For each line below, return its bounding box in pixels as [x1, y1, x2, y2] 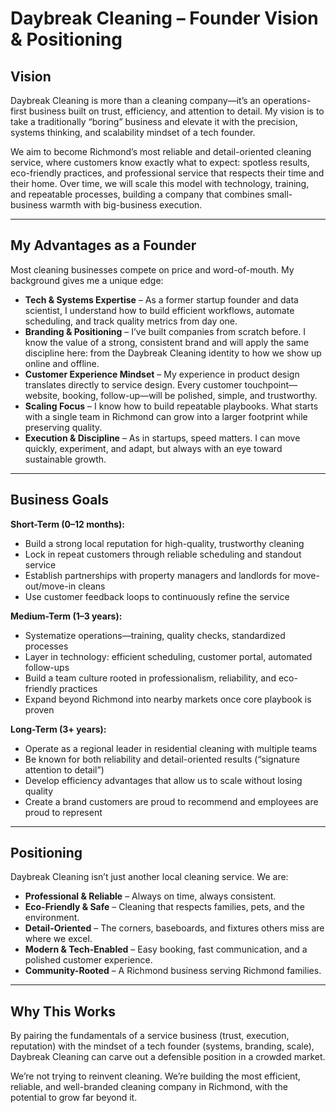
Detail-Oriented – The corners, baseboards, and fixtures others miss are [24, 922, 325, 934]
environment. [24, 912, 80, 924]
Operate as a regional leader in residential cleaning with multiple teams [24, 742, 318, 754]
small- [266, 188, 293, 200]
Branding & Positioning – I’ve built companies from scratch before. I [24, 325, 307, 337]
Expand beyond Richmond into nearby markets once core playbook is [24, 693, 312, 705]
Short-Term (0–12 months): [10, 518, 125, 530]
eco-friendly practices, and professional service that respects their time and [10, 167, 325, 179]
